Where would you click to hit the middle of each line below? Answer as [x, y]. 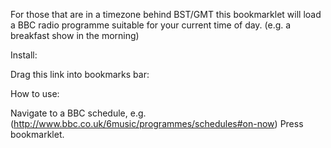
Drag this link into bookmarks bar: [80, 74]
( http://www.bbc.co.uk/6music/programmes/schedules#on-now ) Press [157, 123]
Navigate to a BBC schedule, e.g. [78, 113]
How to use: [35, 93]
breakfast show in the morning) [75, 35]
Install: [24, 55]
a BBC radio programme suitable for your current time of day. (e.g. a [151, 25]
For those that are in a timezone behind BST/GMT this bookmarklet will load [166, 14]
